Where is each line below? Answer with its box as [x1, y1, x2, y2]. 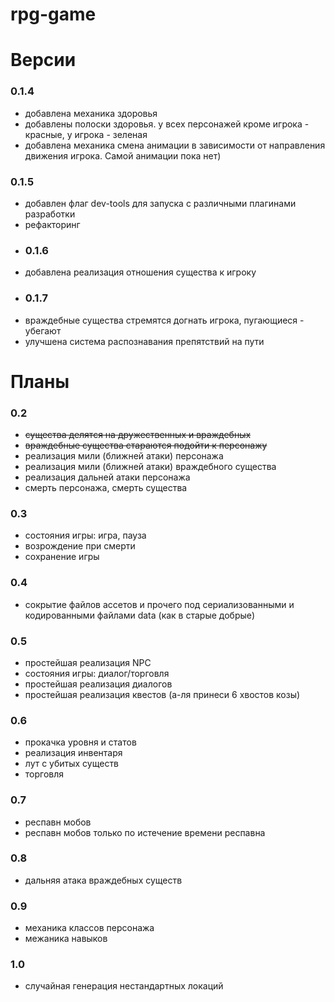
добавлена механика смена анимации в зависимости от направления [24, 139, 326, 151]
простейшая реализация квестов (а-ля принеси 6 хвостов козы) [24, 688, 301, 700]
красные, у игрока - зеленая [24, 128, 148, 140]
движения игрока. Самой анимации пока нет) [24, 149, 222, 162]
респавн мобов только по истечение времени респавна [24, 826, 266, 838]
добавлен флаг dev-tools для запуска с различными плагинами [24, 197, 297, 209]
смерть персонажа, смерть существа [24, 482, 188, 494]
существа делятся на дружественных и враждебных [24, 429, 252, 441]
